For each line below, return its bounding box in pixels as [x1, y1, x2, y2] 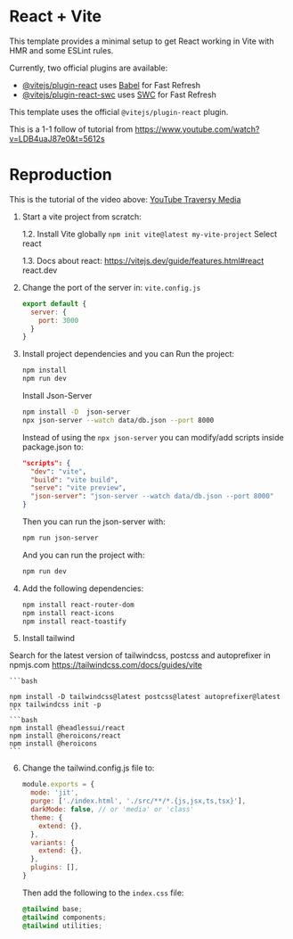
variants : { [30, 838, 75, 847]
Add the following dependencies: [21, 582, 144, 594]
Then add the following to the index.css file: [21, 887, 184, 898]
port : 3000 [38, 316, 79, 325]
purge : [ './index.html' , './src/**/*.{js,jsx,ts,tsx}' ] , [30, 796, 247, 806]
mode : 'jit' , [30, 788, 79, 797]
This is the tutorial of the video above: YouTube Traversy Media [9, 194, 241, 204]
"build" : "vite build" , [30, 475, 118, 484]
